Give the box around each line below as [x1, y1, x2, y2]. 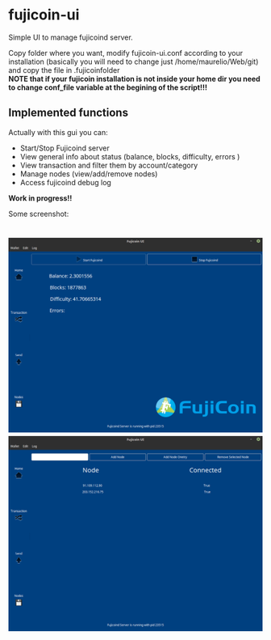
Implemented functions [8, 106, 129, 120]
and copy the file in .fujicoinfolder [8, 65, 120, 74]
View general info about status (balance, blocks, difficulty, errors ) [19, 151, 240, 161]
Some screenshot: [8, 209, 69, 218]
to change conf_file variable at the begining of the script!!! [8, 83, 208, 92]
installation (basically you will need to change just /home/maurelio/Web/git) [8, 57, 259, 66]
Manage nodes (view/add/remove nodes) [19, 168, 158, 179]
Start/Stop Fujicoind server [19, 143, 110, 153]
